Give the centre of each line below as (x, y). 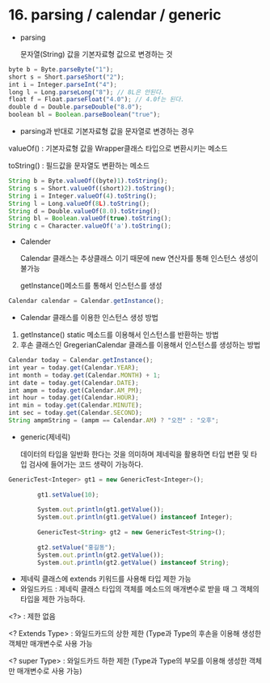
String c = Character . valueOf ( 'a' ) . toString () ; (90, 226)
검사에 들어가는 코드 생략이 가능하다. (86, 464)
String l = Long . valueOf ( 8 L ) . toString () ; (79, 203)
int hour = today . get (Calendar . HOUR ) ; (74, 398)
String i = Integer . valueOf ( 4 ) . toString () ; (83, 196)
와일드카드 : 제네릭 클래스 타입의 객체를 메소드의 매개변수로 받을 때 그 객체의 (140, 589)
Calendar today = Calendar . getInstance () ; (81, 361)
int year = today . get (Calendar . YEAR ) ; (74, 367)
